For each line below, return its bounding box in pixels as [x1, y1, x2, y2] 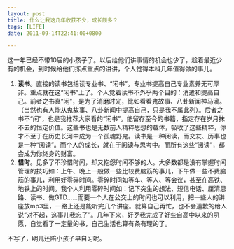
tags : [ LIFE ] [7, 23, 46, 30]
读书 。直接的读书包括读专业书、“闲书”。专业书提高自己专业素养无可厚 [17, 80, 220, 88]
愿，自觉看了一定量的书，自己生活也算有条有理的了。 [17, 220, 172, 228]
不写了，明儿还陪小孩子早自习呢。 [7, 234, 106, 243]
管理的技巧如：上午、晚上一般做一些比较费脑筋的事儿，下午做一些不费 [17, 167, 221, 176]
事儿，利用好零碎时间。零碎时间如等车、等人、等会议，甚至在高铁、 [29, 176, 226, 184]
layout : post [7, 10, 46, 17]
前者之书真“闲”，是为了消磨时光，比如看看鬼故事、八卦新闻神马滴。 [29, 97, 226, 106]
